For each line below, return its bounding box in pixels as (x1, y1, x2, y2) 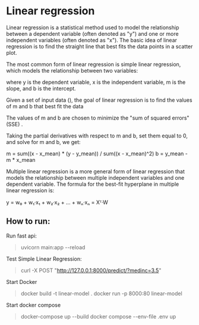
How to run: (6, 216, 50, 227)
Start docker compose (6, 301, 61, 308)
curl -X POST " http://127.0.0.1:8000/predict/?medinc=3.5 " (20, 267, 162, 274)
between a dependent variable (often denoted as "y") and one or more (6, 30, 179, 37)
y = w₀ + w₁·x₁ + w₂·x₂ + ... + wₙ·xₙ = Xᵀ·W (6, 198, 108, 206)
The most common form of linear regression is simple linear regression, (6, 61, 181, 68)
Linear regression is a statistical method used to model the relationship (6, 24, 179, 31)
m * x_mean (6, 156, 36, 163)
